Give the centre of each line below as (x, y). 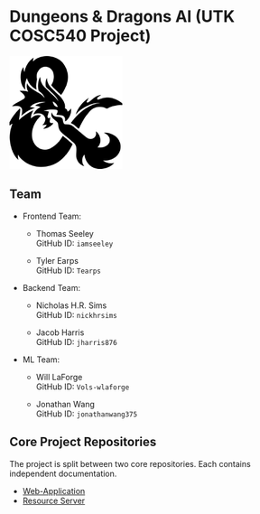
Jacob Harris (60, 332)
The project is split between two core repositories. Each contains (130, 463)
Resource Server (54, 500)
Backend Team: (51, 287)
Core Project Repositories (83, 442)
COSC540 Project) (80, 36)
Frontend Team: (52, 216)
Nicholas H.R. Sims (71, 305)
